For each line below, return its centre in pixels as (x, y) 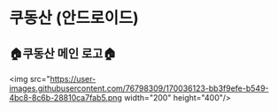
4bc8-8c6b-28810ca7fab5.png (66, 97)
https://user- (73, 79)
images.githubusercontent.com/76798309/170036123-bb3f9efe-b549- (139, 88)
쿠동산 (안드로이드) (74, 18)
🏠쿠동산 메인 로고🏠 (63, 53)
